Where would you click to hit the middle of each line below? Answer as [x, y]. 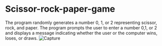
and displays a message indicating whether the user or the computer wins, [81, 33]
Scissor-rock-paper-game [60, 9]
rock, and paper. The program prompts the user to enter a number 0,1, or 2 [81, 27]
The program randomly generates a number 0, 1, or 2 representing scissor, [81, 23]
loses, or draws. [22, 38]
